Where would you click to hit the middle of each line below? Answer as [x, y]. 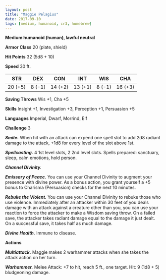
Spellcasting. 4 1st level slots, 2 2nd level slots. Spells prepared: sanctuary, [82, 153]
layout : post [19, 10]
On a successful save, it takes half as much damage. [59, 224]
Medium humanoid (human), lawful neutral [50, 38]
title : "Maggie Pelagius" [32, 14]
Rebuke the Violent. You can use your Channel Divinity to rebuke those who [83, 197]
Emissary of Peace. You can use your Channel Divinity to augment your [79, 177]
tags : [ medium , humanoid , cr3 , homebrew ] [49, 24]
